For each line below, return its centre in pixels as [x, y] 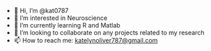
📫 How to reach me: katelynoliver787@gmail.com [86, 40]
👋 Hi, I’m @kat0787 [41, 11]
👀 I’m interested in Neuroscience [61, 18]
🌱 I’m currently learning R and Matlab [67, 25]
